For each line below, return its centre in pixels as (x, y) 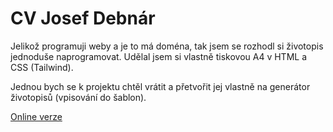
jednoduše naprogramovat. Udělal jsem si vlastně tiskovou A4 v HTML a (159, 56)
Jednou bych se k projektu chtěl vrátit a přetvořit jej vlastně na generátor (160, 86)
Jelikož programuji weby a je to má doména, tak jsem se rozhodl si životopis (167, 46)
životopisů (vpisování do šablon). (78, 97)
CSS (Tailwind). (42, 67)
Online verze (36, 116)
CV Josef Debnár (83, 18)
